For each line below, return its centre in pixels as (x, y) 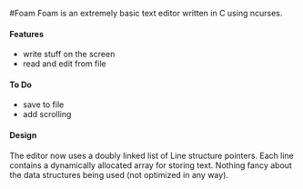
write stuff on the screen (69, 55)
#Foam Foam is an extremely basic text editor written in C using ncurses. (146, 13)
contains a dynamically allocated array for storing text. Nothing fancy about (151, 165)
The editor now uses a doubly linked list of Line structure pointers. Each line (151, 155)
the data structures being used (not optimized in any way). (119, 174)
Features (26, 34)
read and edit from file (64, 64)
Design (23, 135)
